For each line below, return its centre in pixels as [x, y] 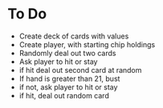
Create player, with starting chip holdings [87, 44]
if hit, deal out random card [64, 95]
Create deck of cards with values [74, 36]
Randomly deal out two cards [67, 53]
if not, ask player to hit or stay [68, 87]
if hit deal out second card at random [80, 70]
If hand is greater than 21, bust [69, 78]
